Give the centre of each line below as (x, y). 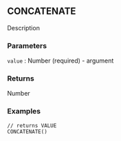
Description (23, 28)
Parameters (27, 45)
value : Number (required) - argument (60, 61)
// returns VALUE (32, 126)
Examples (24, 111)
